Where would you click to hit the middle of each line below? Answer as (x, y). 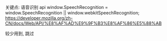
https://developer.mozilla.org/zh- (39, 18)
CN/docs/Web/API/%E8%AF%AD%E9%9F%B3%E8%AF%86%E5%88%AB (83, 23)
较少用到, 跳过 (19, 33)
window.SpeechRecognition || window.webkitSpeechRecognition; (72, 13)
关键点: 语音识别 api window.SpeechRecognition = (57, 7)
